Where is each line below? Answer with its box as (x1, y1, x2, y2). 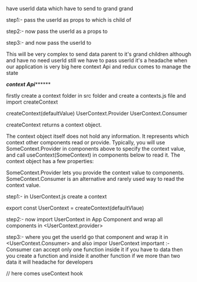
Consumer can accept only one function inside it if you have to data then (6, 246, 183, 253)
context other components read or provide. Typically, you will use (6, 139, 165, 146)
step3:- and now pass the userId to (6, 39, 91, 46)
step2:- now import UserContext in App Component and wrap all (6, 216, 163, 223)
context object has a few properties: (6, 158, 94, 164)
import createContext (6, 98, 58, 105)
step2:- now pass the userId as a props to (6, 28, 108, 35)
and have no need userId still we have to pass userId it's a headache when (6, 57, 188, 64)
